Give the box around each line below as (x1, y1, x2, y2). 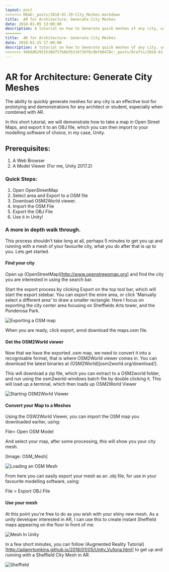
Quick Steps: (5, 176, 38, 183)
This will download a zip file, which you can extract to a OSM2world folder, (5, 371, 160, 377)
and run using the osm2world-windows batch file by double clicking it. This (5, 376, 161, 382)
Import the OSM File (12, 203, 54, 209)
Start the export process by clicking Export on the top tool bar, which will (5, 287, 156, 293)
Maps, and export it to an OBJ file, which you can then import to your (5, 124, 148, 130)
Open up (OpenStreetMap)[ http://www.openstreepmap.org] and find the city (5, 271, 164, 277)
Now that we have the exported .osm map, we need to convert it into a (5, 350, 151, 356)
